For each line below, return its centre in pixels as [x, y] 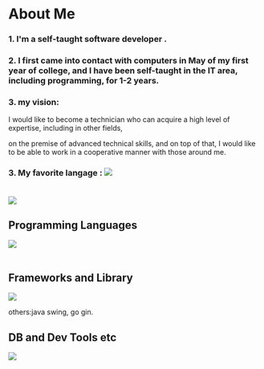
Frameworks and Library [71, 278]
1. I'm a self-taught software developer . [87, 39]
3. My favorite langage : [55, 173]
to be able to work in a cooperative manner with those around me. [117, 152]
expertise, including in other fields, [65, 128]
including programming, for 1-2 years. [84, 81]
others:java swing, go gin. [51, 312]
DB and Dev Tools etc [63, 337]
